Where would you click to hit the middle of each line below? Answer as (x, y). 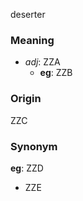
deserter (28, 14)
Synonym (34, 146)
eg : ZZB (56, 73)
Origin (26, 99)
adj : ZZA (42, 62)
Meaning (32, 40)
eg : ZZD (27, 168)
